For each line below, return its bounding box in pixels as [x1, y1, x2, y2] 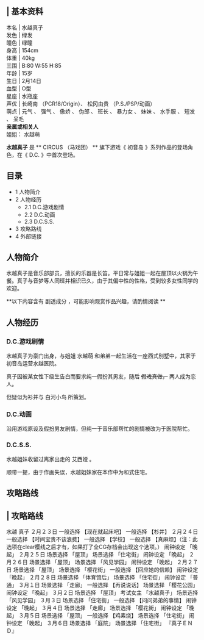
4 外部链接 [15, 232, 42, 240]
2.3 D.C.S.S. [24, 218, 55, 225]
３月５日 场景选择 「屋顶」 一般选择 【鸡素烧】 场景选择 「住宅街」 [18, 611, 188, 619]
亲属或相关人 [6, 123, 38, 130]
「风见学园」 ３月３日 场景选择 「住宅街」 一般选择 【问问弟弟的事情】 [6, 596, 185, 603]
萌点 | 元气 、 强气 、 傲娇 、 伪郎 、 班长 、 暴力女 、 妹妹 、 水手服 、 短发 [6, 107, 195, 115]
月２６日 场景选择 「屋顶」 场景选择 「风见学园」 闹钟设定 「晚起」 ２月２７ [6, 558, 199, 566]
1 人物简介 [15, 188, 41, 195]
